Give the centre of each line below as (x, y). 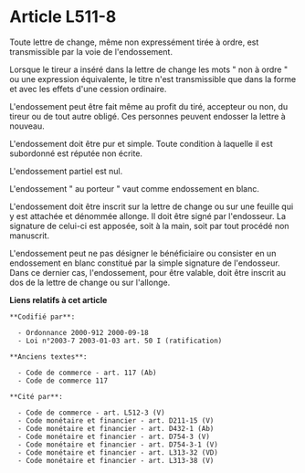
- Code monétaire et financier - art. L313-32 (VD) (118, 452)
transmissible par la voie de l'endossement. (91, 51)
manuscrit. (30, 236)
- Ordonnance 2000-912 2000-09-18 (83, 332)
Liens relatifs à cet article (58, 300)
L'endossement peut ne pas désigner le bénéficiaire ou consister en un (143, 253)
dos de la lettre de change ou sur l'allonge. (90, 282)
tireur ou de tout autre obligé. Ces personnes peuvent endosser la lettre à (147, 116)
